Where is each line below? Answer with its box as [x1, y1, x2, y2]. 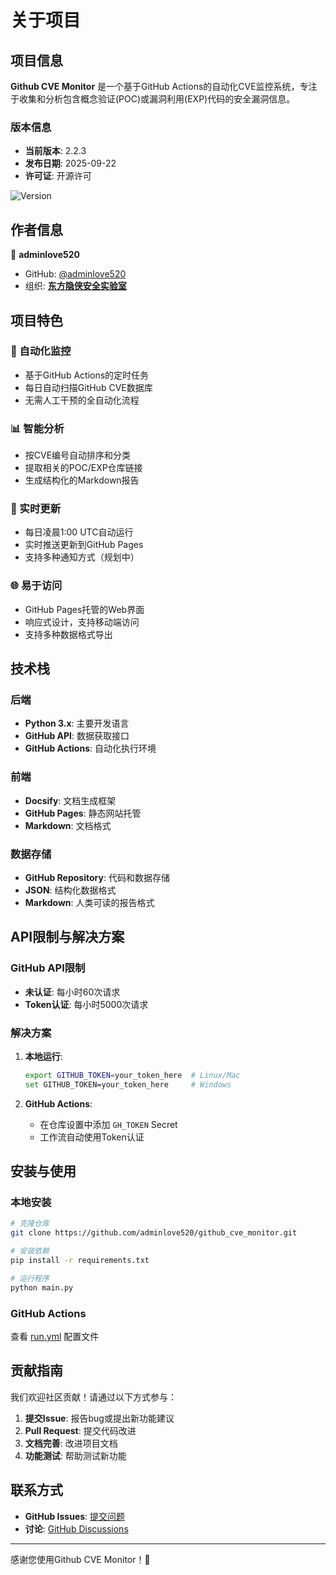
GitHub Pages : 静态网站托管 [24, 807, 142, 819]
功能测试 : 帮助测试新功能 [24, 1449, 127, 1461]
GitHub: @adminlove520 [24, 268, 127, 280]
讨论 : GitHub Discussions [24, 1522, 129, 1535]
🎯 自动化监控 [10, 344, 72, 358]
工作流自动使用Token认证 [39, 1131, 145, 1143]
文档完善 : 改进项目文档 [24, 1437, 118, 1449]
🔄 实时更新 [10, 502, 62, 516]
